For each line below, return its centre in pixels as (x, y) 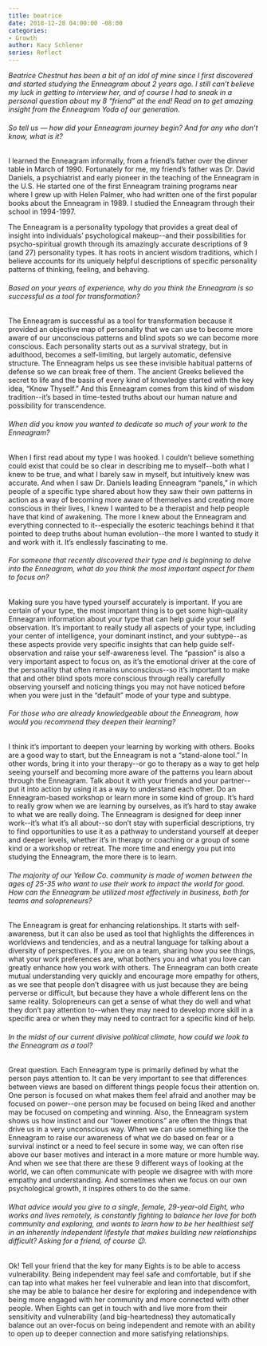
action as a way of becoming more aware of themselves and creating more (131, 499)
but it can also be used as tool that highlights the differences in (151, 934)
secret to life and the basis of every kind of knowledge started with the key (131, 381)
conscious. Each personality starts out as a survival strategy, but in (118, 346)
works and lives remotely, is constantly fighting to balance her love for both (132, 1216)
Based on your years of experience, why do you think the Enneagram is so (131, 287)
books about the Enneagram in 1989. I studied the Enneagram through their (132, 203)
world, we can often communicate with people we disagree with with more (131, 1172)
